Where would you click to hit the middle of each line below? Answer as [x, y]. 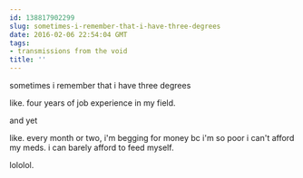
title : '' [28, 60]
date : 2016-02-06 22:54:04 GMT [68, 34]
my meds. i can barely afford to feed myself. [92, 147]
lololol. [22, 165]
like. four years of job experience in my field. [93, 103]
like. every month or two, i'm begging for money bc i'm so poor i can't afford [152, 138]
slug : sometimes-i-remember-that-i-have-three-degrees [115, 26]
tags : [20, 43]
